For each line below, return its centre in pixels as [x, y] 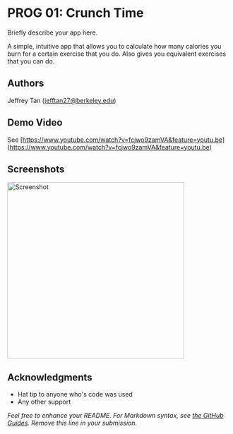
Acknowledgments [50, 377]
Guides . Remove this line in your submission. [72, 423]
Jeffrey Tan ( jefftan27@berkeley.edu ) [62, 100]
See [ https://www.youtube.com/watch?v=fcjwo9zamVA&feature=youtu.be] [116, 140]
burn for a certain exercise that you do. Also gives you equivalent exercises [117, 54]
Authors [26, 84]
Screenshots [36, 169]
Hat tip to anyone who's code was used [75, 394]
